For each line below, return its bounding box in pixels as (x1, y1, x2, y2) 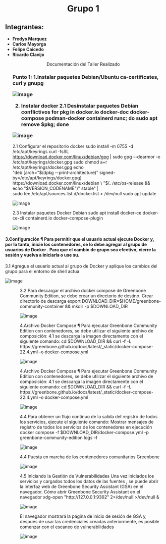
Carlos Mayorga (12, 41, 46, 47)
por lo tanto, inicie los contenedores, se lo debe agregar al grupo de (5, 241, 147, 248)
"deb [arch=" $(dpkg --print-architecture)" (12, 169, 99, 176)
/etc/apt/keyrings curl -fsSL (12, 149, 69, 155)
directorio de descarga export (19, 298, 81, 304)
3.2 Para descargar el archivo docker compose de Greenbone (19, 287, 146, 293)
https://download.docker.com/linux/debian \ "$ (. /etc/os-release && (12, 180, 151, 186)
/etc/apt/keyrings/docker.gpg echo (12, 164, 84, 170)
